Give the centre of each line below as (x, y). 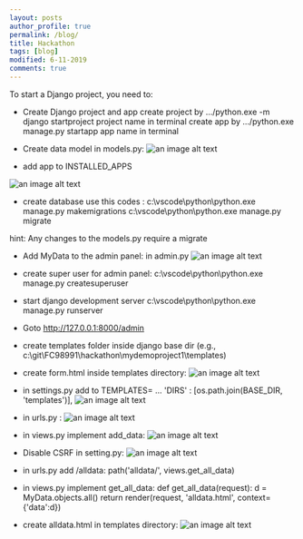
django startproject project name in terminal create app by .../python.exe (158, 121)
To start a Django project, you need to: (81, 94)
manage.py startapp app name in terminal (101, 131)
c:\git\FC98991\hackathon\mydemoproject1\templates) (124, 355)
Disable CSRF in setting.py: (73, 452)
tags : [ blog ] (34, 52)
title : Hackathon (42, 43)
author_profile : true (50, 26)
